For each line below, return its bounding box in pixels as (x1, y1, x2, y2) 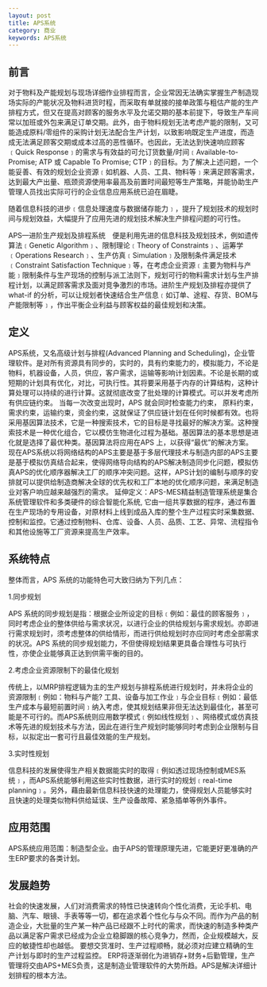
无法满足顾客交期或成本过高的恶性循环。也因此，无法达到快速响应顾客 (14, 137, 245, 147)
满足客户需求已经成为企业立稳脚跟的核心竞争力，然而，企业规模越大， (21, 931, 252, 941)
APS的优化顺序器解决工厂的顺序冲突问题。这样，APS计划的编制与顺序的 (14, 467, 252, 476)
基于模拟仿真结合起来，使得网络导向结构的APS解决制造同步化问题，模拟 (14, 457, 252, 467)
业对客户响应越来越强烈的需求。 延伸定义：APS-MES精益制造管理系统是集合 (8, 487, 258, 496)
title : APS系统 (8, 19, 56, 27)
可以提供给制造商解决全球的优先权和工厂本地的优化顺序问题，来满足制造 (21, 477, 259, 487)
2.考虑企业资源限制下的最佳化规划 (8, 665, 119, 675)
